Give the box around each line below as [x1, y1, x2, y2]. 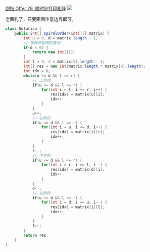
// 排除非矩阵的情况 [23, 40, 61, 45]
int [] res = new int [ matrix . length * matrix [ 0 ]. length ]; [23, 64, 146, 69]
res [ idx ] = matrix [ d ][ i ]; [50, 167, 105, 172]
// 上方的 [32, 78, 51, 83]
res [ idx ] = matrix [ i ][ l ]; [50, 205, 105, 210]
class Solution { [5, 26, 42, 31]
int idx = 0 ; [23, 68, 51, 73]
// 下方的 [32, 153, 51, 158]
